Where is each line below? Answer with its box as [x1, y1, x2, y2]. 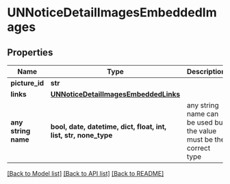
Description [186, 67, 226, 76]
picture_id [10, 79, 44, 88]
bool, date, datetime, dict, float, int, [50, 122, 167, 131]
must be [186, 135, 214, 144]
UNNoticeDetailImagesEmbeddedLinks [50, 90, 180, 98]
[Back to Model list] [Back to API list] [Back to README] [7, 170, 164, 177]
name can [186, 109, 219, 118]
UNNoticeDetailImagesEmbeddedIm [7, 5, 217, 21]
